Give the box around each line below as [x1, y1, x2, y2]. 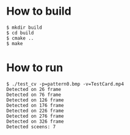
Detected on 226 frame [6, 108, 64, 114]
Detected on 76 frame [6, 92, 62, 98]
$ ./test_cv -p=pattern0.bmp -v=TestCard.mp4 [6, 81, 124, 87]
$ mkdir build [6, 24, 43, 31]
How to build [6, 4, 71, 18]
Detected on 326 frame [6, 118, 64, 125]
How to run [6, 61, 63, 75]
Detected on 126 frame [6, 97, 64, 103]
